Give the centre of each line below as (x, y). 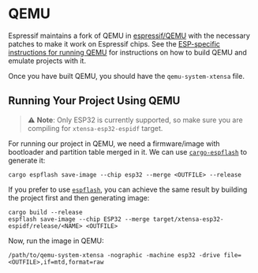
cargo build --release (45, 212)
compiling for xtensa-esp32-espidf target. (95, 128)
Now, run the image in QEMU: (56, 241)
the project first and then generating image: (79, 197)
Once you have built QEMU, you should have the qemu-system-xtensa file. (126, 76)
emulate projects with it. (47, 61)
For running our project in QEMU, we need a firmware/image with (114, 144)
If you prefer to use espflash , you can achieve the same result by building (128, 189)
